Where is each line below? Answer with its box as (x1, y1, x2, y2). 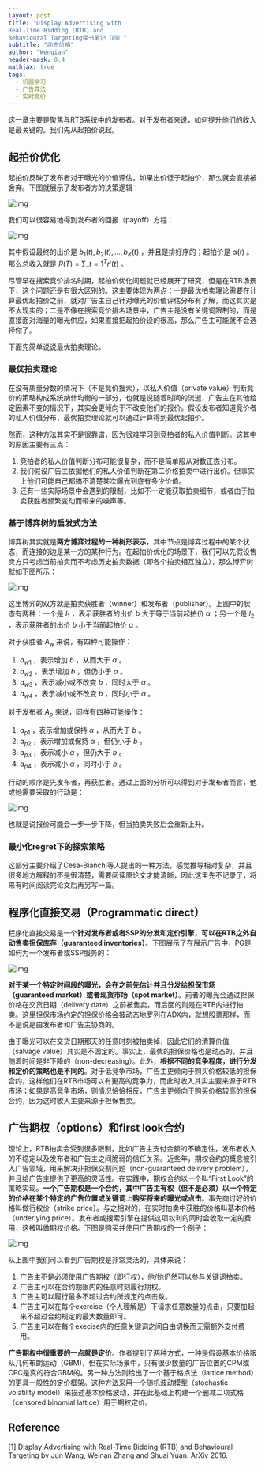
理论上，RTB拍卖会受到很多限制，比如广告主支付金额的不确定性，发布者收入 (8, 1144, 257, 1153)
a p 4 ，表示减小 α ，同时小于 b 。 (19, 759, 126, 770)
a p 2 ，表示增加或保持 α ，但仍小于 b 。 (19, 737, 147, 748)
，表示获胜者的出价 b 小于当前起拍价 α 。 (8, 620, 143, 629)
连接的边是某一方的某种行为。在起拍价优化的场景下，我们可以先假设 (28, 547, 250, 556)
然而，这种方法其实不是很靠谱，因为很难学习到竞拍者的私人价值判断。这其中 (8, 429, 257, 439)
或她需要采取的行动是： (8, 787, 84, 796)
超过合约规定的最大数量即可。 (33, 1311, 131, 1321)
